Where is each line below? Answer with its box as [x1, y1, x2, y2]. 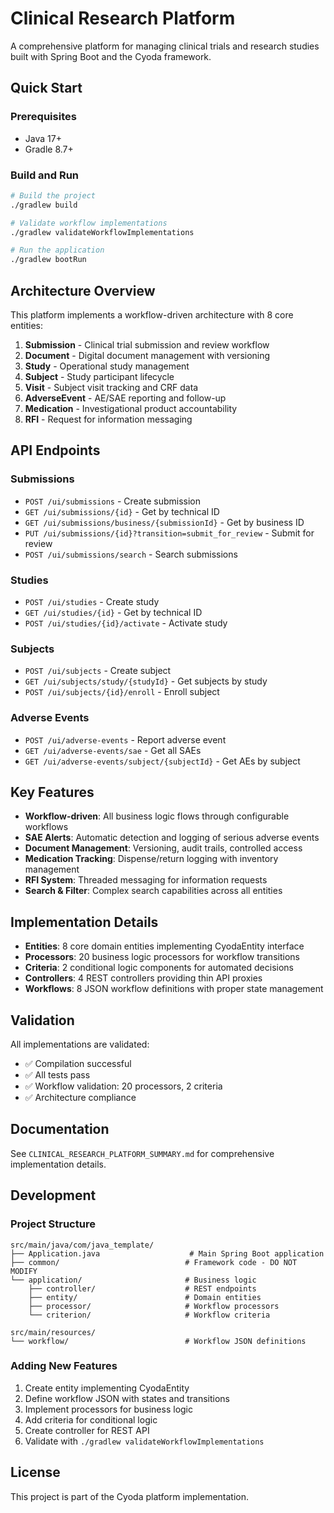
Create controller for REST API [24, 1424, 150, 1436]
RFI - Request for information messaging [24, 413, 193, 425]
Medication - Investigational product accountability [24, 402, 238, 414]
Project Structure [10, 1217, 96, 1231]
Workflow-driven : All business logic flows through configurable [24, 810, 290, 822]
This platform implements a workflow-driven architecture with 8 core [10, 308, 294, 321]
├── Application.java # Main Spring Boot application [10, 1248, 325, 1259]
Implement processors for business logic [24, 1403, 194, 1415]
